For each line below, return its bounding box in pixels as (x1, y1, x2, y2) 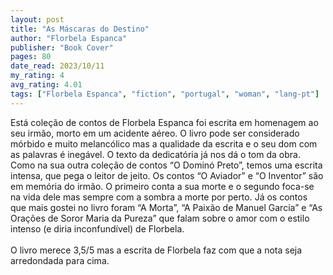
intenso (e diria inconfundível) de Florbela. (10, 222, 185, 235)
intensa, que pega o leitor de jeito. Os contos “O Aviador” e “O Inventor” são (10, 169, 324, 181)
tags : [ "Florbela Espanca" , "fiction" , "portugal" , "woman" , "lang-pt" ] (10, 89, 320, 99)
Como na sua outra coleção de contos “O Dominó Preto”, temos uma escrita (10, 159, 323, 171)
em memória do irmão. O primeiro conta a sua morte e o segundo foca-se (10, 180, 315, 192)
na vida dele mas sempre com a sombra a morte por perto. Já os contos (10, 191, 308, 203)
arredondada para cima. (10, 254, 110, 266)
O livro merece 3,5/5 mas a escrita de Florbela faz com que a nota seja (10, 244, 303, 256)
